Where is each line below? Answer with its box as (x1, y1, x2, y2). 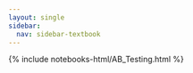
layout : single (8, 12, 65, 22)
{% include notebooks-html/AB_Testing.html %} (8, 54, 184, 65)
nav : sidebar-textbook (16, 29, 101, 38)
